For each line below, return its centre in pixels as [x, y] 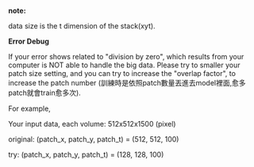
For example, [30, 108]
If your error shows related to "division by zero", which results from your [126, 57]
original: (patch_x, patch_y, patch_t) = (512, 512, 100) [94, 139]
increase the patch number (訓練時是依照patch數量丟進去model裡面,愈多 [127, 83]
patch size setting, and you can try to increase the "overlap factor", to [122, 73]
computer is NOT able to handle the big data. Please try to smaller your [124, 65]
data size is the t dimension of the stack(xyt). [82, 26]
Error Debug [29, 41]
